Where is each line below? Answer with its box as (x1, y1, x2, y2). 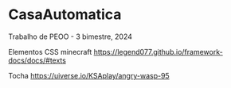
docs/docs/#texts (8, 55, 66, 65)
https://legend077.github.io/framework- (93, 47, 223, 56)
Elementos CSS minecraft (8, 47, 92, 56)
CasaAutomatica (8, 6, 122, 24)
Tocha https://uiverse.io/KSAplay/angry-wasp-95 (8, 71, 170, 80)
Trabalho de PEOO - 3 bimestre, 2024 (8, 32, 133, 41)
